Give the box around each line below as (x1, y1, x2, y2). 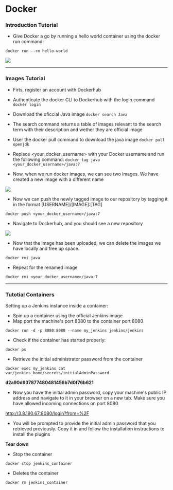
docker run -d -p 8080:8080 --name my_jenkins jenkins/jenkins (5, 328, 144, 333)
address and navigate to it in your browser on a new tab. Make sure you (12, 395, 165, 401)
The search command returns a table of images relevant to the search (12, 121, 161, 127)
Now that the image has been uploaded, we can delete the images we (12, 240, 161, 246)
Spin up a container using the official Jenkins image (12, 313, 123, 319)
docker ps (5, 347, 27, 352)
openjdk (12, 142, 29, 147)
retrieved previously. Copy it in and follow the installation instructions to (12, 426, 165, 432)
